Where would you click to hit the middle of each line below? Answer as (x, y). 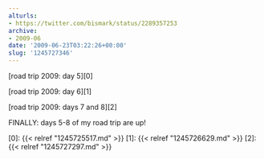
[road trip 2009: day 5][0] (51, 76)
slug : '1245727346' (41, 53)
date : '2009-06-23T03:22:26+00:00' (68, 46)
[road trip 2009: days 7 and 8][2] (63, 107)
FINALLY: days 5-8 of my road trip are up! (77, 122)
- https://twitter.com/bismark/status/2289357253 (93, 23)
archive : (23, 31)
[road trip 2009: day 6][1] (50, 92)
